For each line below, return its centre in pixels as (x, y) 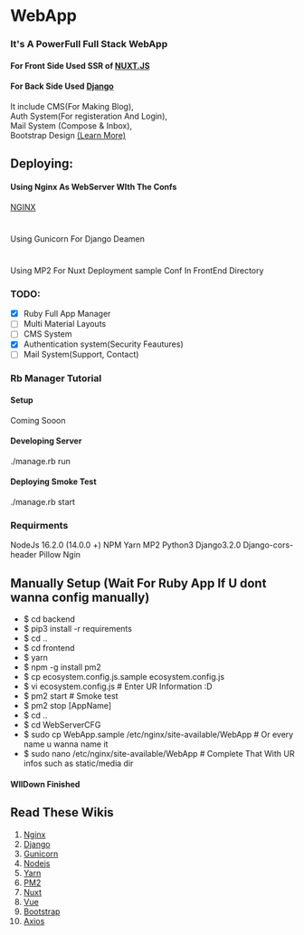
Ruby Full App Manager (67, 314)
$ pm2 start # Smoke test (71, 696)
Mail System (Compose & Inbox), (71, 125)
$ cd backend (49, 619)
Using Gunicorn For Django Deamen (78, 239)
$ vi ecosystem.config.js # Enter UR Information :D (118, 687)
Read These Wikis (62, 812)
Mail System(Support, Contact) (81, 355)
